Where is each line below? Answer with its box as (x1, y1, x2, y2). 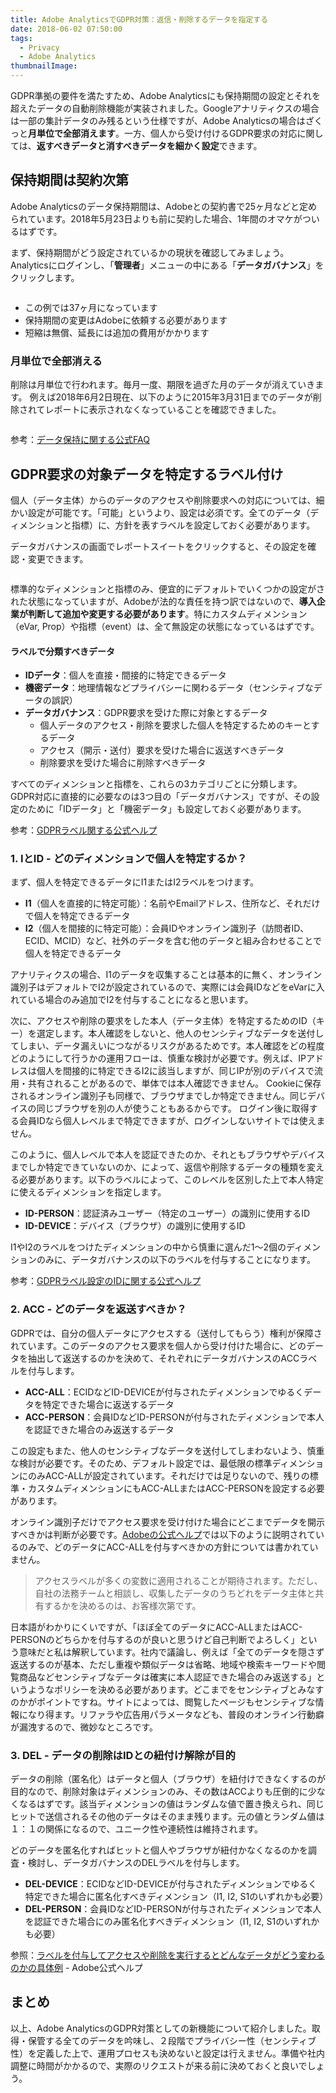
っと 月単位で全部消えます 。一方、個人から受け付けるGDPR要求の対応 (10, 127, 298, 139)
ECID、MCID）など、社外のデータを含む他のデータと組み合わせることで (24, 935, 322, 947)
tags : (10, 33, 33, 43)
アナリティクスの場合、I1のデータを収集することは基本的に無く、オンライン (10, 969, 322, 981)
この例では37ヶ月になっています (24, 301, 158, 313)
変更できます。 (27, 552, 89, 565)
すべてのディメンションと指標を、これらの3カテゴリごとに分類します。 (10, 778, 303, 790)
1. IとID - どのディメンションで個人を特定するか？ (10, 852, 248, 866)
